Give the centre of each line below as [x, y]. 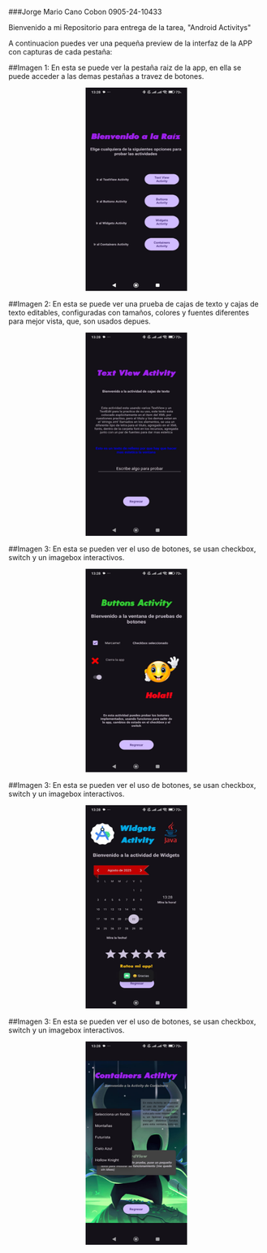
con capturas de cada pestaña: [60, 52]
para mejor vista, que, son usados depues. [80, 321]
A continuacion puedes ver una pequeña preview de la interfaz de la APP [131, 43]
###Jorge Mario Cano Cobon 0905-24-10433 [85, 12]
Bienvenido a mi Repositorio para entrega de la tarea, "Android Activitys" [130, 27]
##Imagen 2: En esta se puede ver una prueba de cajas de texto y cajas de [134, 304]
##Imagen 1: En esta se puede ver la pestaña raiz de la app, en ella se [125, 67]
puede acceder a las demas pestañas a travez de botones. [106, 76]
